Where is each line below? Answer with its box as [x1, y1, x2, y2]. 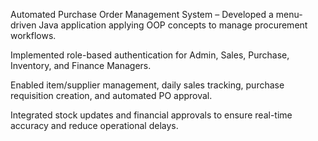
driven [10, 19, 37, 31]
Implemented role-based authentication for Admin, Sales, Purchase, [10, 49, 290, 61]
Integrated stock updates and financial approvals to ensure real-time [10, 109, 293, 121]
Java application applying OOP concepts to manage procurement [38, 19, 308, 31]
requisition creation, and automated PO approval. [10, 90, 213, 101]
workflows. [10, 30, 57, 41]
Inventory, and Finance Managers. [10, 60, 152, 71]
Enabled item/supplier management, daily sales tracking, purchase [10, 79, 285, 91]
